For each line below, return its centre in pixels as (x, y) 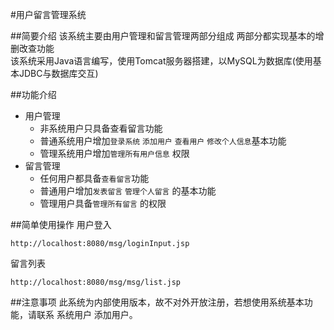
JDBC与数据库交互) (58, 73)
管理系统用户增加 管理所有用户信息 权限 (114, 153)
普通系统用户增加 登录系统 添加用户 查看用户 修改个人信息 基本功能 (163, 141)
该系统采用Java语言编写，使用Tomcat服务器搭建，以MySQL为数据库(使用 (161, 61)
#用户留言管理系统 (48, 14)
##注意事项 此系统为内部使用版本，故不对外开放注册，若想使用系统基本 (157, 302)
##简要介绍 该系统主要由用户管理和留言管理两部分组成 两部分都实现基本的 (163, 36)
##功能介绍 (33, 94)
